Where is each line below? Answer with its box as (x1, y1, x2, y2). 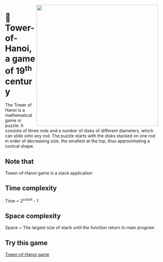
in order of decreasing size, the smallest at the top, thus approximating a (5, 138, 150, 144)
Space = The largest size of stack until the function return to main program (5, 225, 155, 231)
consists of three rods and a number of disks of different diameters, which (5, 128, 154, 134)
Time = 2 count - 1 (5, 197, 39, 203)
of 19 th (5, 63, 33, 77)
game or (5, 118, 22, 123)
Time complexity (5, 184, 57, 192)
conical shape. (5, 143, 34, 149)
